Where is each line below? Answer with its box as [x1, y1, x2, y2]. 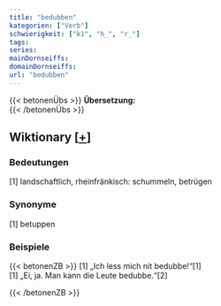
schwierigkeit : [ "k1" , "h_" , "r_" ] [9, 29, 141, 38]
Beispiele [9, 241, 50, 253]
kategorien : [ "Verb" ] [9, 21, 89, 30]
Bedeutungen [9, 157, 69, 169]
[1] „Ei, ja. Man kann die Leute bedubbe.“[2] [9, 271, 168, 281]
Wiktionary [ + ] [9, 130, 91, 145]
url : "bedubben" [9, 71, 69, 80]
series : [9, 46, 38, 55]
